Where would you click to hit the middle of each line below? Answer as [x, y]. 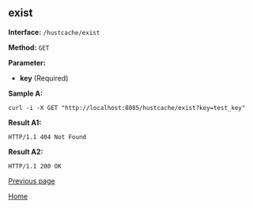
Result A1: [25, 123]
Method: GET [29, 47]
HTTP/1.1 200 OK [35, 166]
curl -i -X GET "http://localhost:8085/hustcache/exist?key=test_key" [127, 108]
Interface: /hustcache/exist [54, 32]
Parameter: [27, 62]
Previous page [32, 180]
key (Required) [44, 78]
